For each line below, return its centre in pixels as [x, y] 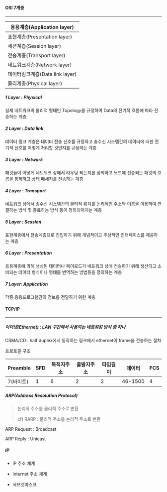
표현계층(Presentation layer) [40, 37]
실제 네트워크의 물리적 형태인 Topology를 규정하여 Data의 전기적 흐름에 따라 [79, 111]
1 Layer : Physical [24, 97]
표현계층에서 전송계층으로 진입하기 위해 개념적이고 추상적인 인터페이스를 [75, 235]
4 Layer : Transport [26, 190]
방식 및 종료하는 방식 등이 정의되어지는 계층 [60, 210]
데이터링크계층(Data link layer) [42, 74]
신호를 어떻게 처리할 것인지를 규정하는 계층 [55, 148]
